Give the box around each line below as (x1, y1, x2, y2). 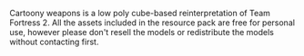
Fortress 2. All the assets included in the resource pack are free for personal (9, 17, 296, 28)
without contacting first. (9, 36, 99, 47)
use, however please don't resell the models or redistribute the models (9, 27, 275, 37)
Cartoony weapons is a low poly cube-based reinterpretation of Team (9, 8, 271, 18)
